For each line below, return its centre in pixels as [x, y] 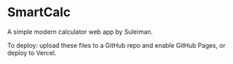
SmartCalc [39, 12]
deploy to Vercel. [32, 53]
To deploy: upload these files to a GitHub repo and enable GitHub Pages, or [116, 45]
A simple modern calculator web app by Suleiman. [80, 32]
